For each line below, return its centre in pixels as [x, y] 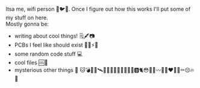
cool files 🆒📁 [31, 63]
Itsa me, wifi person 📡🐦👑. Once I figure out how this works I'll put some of [98, 9]
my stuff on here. [27, 18]
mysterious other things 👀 [46, 70]
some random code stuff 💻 [48, 54]
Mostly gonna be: [27, 24]
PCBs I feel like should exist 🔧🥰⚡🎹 [56, 45]
